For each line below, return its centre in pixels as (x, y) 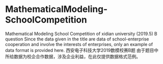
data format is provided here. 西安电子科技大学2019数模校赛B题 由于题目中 (82, 50)
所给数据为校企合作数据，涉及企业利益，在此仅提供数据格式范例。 (73, 56)
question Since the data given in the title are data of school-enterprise (77, 39)
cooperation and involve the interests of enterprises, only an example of (79, 44)
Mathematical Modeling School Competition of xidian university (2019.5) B (81, 33)
